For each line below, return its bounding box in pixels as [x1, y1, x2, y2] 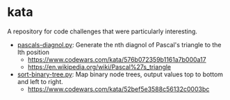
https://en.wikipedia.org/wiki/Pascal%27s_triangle [27, 62, 172, 71]
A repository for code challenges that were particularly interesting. [7, 27, 198, 35]
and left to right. [17, 77, 64, 85]
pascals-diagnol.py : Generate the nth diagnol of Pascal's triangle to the [17, 40, 222, 49]
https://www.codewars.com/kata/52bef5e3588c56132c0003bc [27, 85, 210, 93]
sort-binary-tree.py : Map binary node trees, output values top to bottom [17, 70, 224, 78]
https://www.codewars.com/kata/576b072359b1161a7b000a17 [27, 55, 206, 63]
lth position [17, 48, 50, 56]
